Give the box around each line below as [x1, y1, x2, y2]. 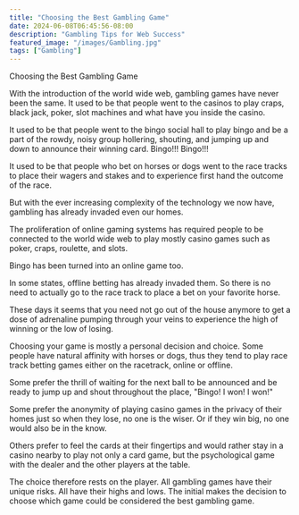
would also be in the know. [9, 423, 107, 434]
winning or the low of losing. [9, 324, 114, 334]
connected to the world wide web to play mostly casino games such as [9, 233, 270, 244]
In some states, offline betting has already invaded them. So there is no [9, 278, 271, 289]
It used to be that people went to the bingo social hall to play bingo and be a [9, 124, 288, 135]
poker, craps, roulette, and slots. [9, 243, 129, 254]
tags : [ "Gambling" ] [9, 46, 82, 55]
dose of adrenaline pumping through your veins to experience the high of [9, 314, 278, 325]
